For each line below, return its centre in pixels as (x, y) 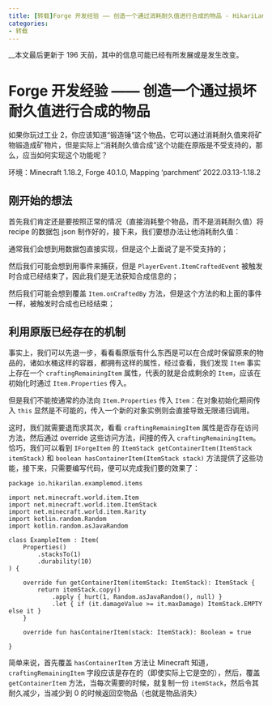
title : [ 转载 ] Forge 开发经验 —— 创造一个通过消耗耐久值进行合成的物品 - (119, 16)
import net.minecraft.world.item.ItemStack (83, 504)
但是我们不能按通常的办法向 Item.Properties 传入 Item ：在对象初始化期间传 (134, 400)
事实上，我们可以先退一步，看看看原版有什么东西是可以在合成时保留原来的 (132, 352)
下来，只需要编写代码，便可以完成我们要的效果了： (115, 468)
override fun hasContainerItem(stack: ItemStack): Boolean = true (137, 632)
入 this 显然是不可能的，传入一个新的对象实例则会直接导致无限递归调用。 (131, 410)
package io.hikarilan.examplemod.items (76, 483)
